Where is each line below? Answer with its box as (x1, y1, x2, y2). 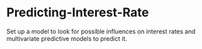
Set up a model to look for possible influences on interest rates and (6, 27, 196, 35)
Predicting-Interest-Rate (6, 5, 149, 20)
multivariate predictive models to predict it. (6, 34, 127, 42)
